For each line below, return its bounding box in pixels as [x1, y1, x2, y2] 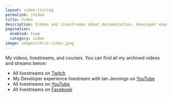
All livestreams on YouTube [12, 81, 70, 87]
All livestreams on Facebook [12, 86, 73, 92]
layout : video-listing [5, 7, 54, 13]
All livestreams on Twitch [12, 70, 66, 76]
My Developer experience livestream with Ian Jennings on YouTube [12, 75, 155, 82]
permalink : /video [5, 12, 45, 17]
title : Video [5, 17, 33, 22]
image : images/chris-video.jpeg [5, 41, 74, 46]
